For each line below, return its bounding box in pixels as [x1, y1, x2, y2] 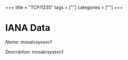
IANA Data [5, 22, 50, 34]
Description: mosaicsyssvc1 [5, 48, 64, 55]
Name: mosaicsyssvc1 [5, 39, 52, 45]
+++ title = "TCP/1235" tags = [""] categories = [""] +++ [5, 5, 123, 10]
